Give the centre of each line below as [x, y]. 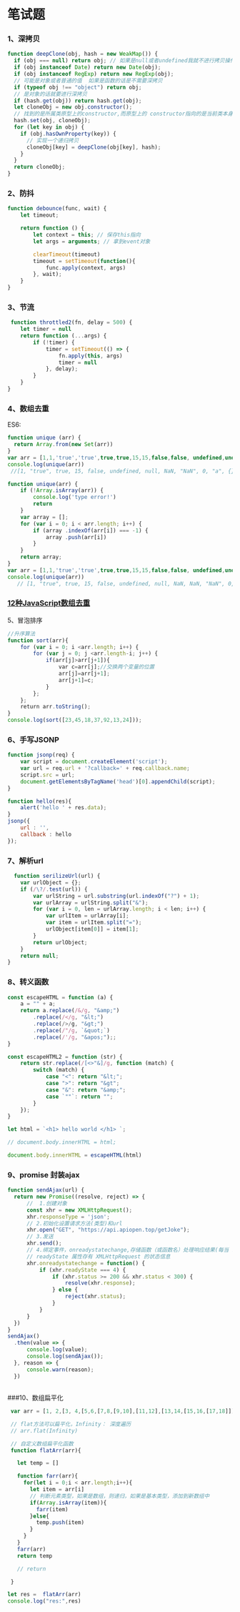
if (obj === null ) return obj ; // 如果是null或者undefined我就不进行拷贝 [119, 61]
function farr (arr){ [47, 1476]
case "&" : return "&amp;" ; [86, 1090]
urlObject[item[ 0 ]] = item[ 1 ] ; [92, 929]
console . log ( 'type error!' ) [75, 498]
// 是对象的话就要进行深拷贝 [51, 94]
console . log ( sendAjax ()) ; [65, 1356]
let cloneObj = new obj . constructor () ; [73, 107]
